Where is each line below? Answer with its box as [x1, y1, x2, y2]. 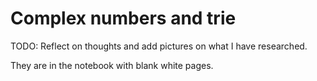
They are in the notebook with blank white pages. [10, 59, 214, 71]
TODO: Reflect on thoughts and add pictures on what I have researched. [10, 40, 308, 52]
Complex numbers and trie [10, 7, 237, 30]
